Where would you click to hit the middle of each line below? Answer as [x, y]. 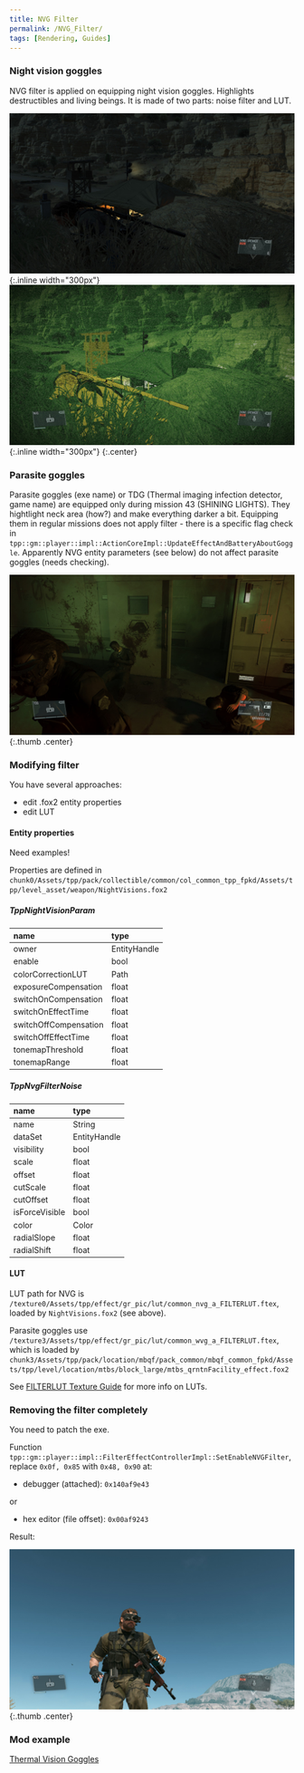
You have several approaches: [66, 785]
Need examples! [40, 853]
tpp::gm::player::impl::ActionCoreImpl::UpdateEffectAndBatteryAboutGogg [152, 544]
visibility [28, 1150]
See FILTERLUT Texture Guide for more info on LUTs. [109, 1386]
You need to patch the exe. [60, 1430]
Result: [22, 1537]
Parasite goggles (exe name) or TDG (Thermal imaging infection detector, [146, 495]
